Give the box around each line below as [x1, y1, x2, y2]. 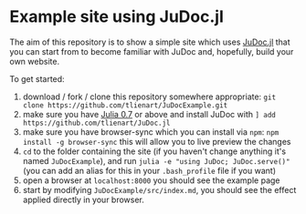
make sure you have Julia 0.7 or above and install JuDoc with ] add [22, 108, 276, 119]
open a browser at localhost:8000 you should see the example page [22, 175, 280, 186]
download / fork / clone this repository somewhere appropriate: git [22, 91, 277, 102]
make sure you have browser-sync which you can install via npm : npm [22, 126, 280, 138]
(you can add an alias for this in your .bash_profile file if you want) [22, 165, 277, 176]
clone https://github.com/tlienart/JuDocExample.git [22, 100, 228, 110]
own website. [9, 56, 60, 66]
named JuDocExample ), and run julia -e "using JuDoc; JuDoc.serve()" [22, 155, 290, 166]
